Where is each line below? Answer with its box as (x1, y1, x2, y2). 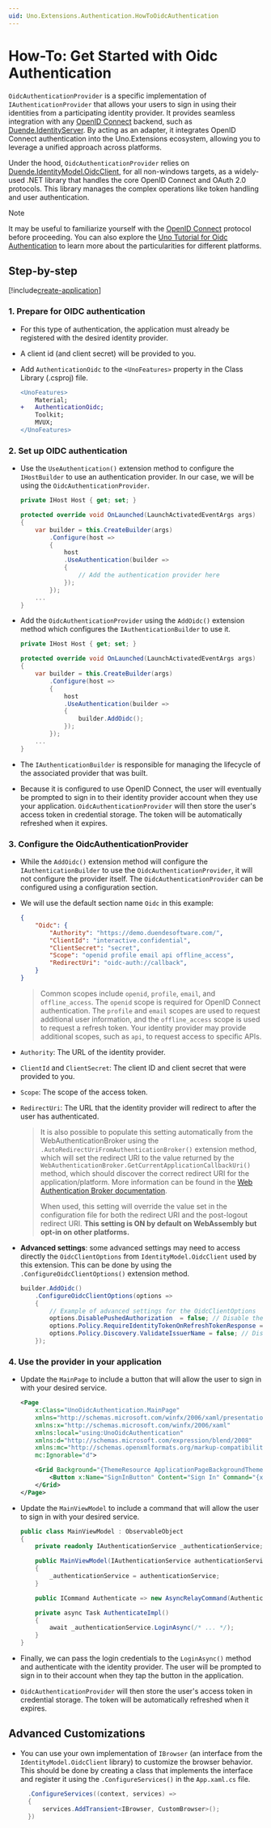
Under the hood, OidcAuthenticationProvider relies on (8, 158, 190, 167)
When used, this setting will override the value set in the (40, 1201, 228, 1211)
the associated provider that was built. (19, 768, 148, 777)
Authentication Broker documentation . (40, 1186, 167, 1195)
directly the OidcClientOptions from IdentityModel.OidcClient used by (19, 1251, 257, 1261)
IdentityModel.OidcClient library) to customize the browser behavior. (19, 1757, 253, 1767)
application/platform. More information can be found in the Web (40, 1177, 253, 1187)
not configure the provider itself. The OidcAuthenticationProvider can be (19, 874, 264, 884)
